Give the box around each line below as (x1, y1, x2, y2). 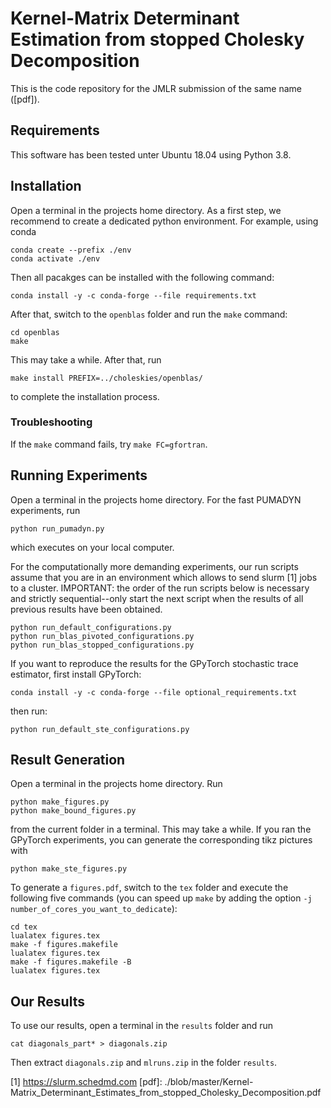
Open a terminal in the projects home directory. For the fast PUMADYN (10, 493, 302, 506)
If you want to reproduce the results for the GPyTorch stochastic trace (10, 657, 299, 669)
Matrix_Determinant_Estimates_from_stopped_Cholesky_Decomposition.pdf (10, 1087, 322, 1099)
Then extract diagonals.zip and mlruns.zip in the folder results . (10, 1057, 278, 1069)
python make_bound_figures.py (10, 806, 137, 816)
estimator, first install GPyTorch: (10, 668, 142, 680)
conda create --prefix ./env (10, 245, 132, 255)
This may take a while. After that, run (10, 353, 162, 366)
